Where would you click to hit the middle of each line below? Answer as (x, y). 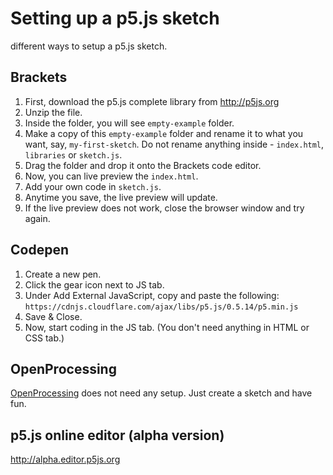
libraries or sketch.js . (73, 154)
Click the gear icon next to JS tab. (94, 284)
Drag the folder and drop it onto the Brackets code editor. (143, 165)
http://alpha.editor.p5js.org (65, 459)
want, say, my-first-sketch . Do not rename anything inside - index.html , (174, 144)
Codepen (39, 250)
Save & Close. (53, 316)
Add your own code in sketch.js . (93, 186)
